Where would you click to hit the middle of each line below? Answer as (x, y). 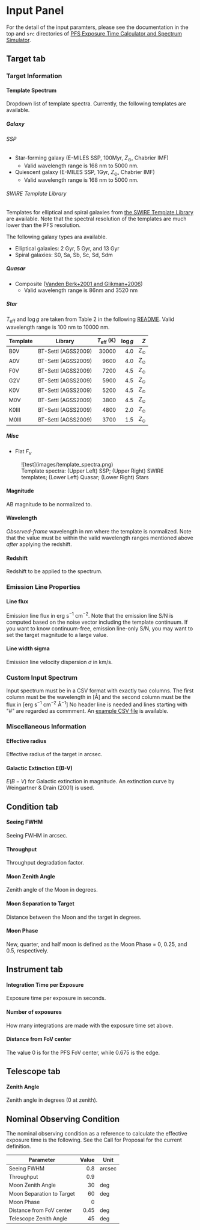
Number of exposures (34, 1011)
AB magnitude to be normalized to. (49, 504)
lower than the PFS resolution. (44, 225)
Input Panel (35, 11)
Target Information (34, 76)
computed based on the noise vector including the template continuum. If (97, 622)
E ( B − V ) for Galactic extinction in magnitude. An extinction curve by (90, 781)
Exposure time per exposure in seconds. (56, 998)
